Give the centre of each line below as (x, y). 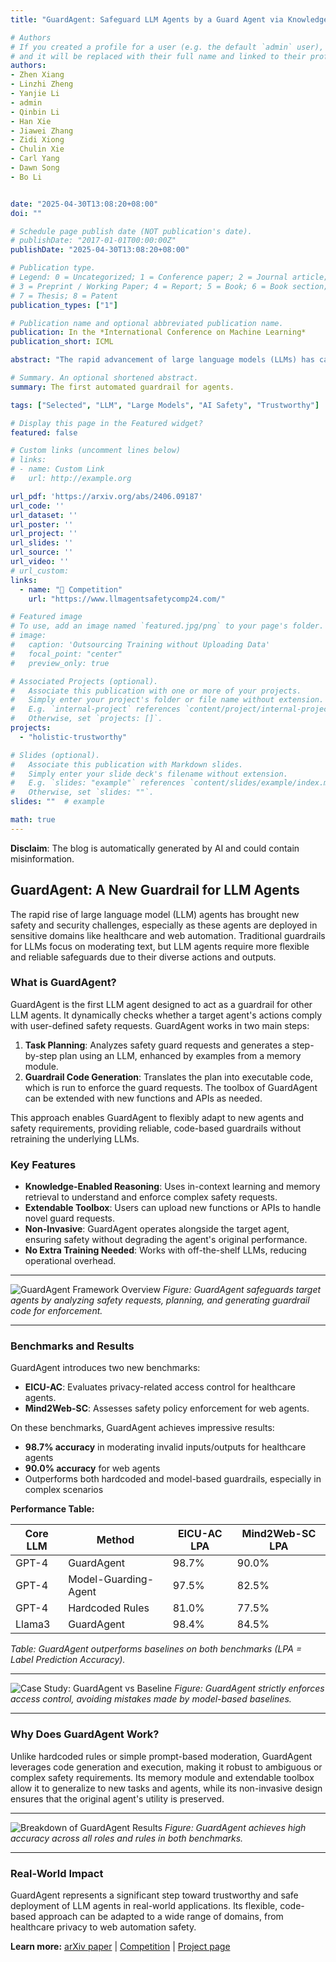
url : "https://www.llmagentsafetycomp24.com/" (127, 599)
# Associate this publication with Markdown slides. (127, 764)
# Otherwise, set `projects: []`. (86, 719)
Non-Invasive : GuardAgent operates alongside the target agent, (157, 1229)
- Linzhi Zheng (42, 84)
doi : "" (26, 213)
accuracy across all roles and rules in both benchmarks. (127, 1838)
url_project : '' (44, 534)
